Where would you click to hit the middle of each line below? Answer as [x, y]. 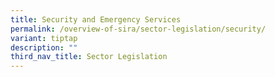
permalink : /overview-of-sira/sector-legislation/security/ [138, 29]
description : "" [44, 47]
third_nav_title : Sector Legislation [89, 57]
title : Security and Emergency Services [96, 19]
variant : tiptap [44, 38]
